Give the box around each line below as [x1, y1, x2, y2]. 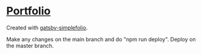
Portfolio [6, 4, 51, 18]
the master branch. [6, 42, 54, 49]
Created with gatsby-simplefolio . [6, 24, 88, 31]
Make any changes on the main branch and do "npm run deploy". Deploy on [6, 35, 196, 43]
